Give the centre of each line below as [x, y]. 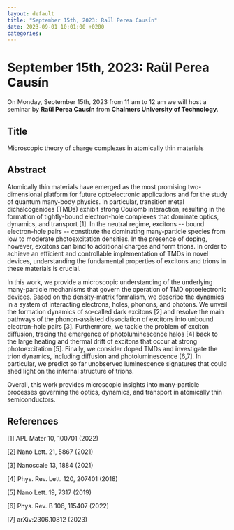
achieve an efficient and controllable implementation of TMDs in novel [108, 253]
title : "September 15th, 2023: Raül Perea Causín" [82, 20]
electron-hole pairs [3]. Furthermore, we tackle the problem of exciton [108, 326]
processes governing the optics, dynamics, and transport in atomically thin [115, 392]
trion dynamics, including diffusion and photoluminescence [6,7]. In [104, 356]
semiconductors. [31, 399]
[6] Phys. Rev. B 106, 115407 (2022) [58, 506]
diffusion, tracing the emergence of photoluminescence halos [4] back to [112, 334]
